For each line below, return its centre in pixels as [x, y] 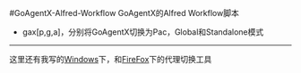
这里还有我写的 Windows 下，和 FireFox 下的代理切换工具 [111, 59]
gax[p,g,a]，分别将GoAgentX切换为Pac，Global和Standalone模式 [143, 32]
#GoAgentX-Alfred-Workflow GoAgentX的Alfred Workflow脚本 [124, 13]
